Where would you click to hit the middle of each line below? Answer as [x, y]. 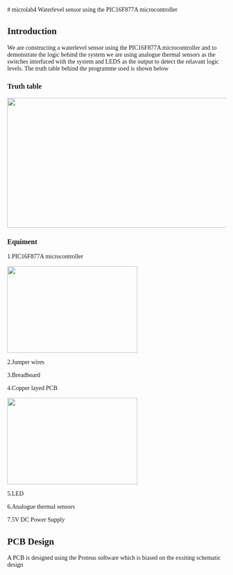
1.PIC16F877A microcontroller [45, 257]
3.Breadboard [24, 375]
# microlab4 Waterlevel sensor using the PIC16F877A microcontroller [93, 10]
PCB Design [31, 541]
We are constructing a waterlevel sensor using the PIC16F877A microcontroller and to [112, 47]
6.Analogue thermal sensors [41, 507]
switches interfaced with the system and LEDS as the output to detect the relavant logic [113, 61]
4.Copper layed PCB [32, 388]
